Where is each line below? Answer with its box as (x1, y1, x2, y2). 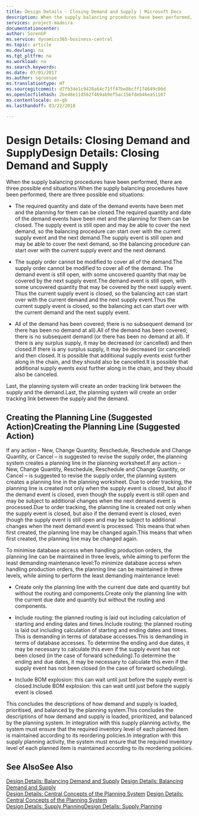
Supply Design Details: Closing (6, 146, 160, 159)
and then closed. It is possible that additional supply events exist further (14, 352, 191, 359)
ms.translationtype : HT (6, 81, 65, 87)
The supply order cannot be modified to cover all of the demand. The (14, 258, 183, 265)
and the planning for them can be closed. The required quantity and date (14, 209, 191, 216)
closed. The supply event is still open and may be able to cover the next (14, 221, 191, 229)
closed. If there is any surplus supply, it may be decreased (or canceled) (14, 346, 191, 353)
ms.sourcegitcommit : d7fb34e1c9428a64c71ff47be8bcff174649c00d (6, 86, 166, 92)
